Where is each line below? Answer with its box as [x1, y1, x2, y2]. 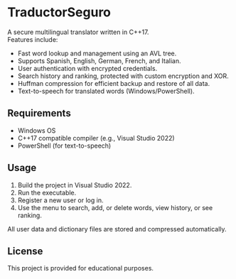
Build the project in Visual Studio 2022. [17, 180, 132, 189]
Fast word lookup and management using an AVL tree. [17, 49, 177, 58]
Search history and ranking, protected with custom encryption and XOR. [17, 72, 229, 80]
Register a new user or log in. [17, 196, 104, 204]
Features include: [7, 35, 58, 43]
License [7, 245, 43, 257]
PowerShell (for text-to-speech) [17, 141, 112, 150]
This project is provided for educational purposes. [7, 264, 154, 273]
